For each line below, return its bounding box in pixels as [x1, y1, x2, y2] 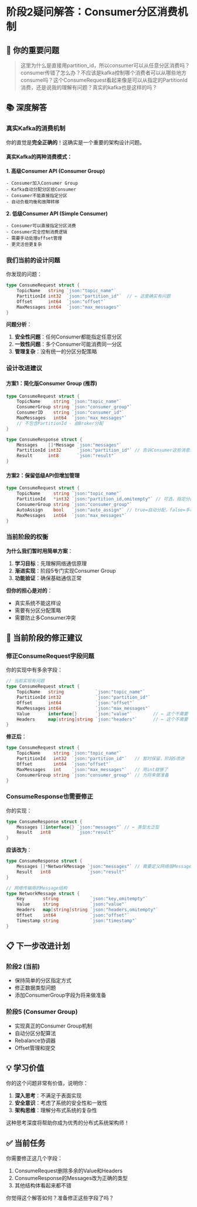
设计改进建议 [6, 364, 43, 373]
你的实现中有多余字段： [6, 667, 63, 674]
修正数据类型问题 [14, 984, 56, 992]
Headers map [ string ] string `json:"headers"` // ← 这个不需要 [16, 716, 189, 722]
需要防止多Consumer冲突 [14, 614, 76, 621]
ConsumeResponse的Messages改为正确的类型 [14, 1175, 128, 1182]
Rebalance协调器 [14, 1037, 56, 1044]
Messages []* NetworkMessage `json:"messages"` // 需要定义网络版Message [16, 864, 192, 870]
